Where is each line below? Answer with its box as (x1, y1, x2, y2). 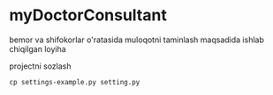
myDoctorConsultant (9, 5, 168, 26)
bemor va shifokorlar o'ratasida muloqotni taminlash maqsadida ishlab (9, 34, 265, 45)
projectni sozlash (9, 61, 72, 71)
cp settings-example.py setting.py (9, 77, 140, 86)
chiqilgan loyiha (9, 43, 66, 54)
